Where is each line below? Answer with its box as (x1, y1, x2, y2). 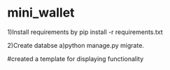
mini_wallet (7, 5, 75, 21)
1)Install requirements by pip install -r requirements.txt (7, 28, 163, 36)
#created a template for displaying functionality (7, 54, 144, 63)
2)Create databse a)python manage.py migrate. (7, 41, 145, 49)
